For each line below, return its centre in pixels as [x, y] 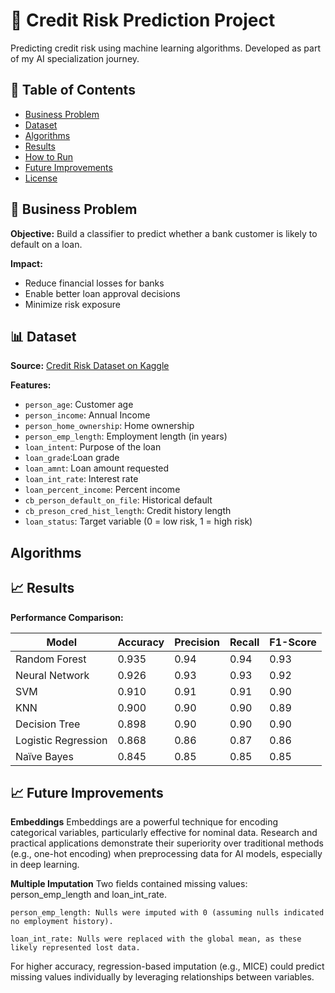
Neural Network [52, 675]
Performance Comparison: [67, 617]
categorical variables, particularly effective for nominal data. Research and [164, 833]
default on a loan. [46, 244]
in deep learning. [45, 865]
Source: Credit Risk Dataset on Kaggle [90, 366]
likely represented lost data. [75, 948]
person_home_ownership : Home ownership [109, 426]
